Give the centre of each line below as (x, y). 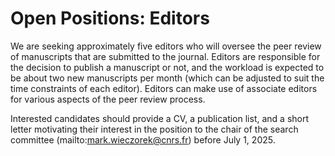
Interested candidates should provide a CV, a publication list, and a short (160, 118)
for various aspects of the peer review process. (108, 99)
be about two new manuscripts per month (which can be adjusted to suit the (167, 78)
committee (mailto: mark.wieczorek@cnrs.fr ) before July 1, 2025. (143, 139)
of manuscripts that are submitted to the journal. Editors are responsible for (165, 56)
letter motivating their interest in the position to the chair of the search (154, 129)
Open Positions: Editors (110, 18)
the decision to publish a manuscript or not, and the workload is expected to (167, 67)
